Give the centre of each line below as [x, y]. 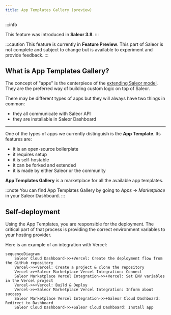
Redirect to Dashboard [29, 303]
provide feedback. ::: [27, 55]
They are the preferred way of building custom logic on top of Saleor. [78, 89]
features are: [19, 139]
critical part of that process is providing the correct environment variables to [85, 230]
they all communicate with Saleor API [52, 114]
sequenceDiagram [22, 254]
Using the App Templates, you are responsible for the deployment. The [80, 224]
